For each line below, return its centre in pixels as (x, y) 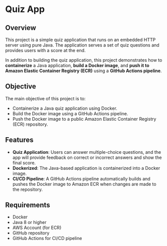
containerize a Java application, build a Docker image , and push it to (77, 65)
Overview (21, 28)
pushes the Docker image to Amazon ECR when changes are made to (84, 184)
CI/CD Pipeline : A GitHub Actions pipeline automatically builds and (81, 178)
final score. (24, 163)
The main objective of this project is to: (46, 98)
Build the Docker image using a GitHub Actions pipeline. (70, 113)
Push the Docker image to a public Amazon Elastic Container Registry (84, 119)
